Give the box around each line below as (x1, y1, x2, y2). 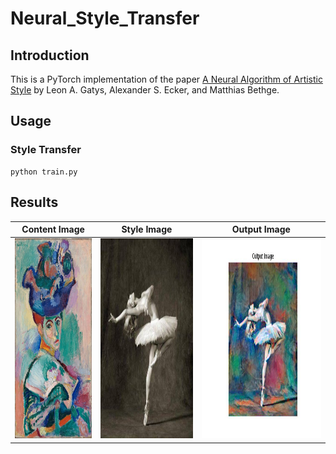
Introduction (10, 47, 90, 64)
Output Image (231, 223, 291, 235)
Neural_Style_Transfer (10, 7, 200, 30)
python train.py (10, 167, 78, 177)
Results (10, 194, 59, 211)
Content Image (21, 223, 85, 235)
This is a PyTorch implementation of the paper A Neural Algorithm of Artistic (10, 73, 323, 85)
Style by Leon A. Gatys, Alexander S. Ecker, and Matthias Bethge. (10, 84, 280, 96)
